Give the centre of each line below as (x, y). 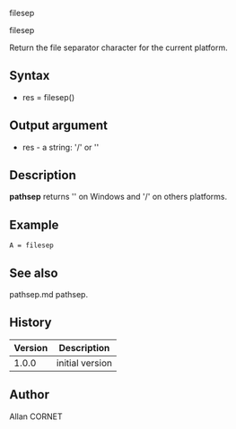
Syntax (30, 76)
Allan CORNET (36, 416)
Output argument (58, 126)
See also (34, 273)
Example (34, 224)
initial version (84, 363)
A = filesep (31, 245)
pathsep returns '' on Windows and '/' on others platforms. (118, 197)
